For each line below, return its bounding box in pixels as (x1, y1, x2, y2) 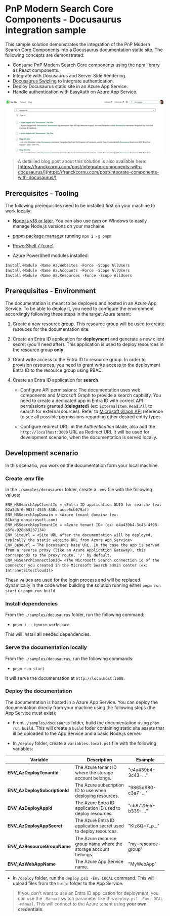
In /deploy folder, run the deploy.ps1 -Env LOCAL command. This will (12, 875, 155, 881)
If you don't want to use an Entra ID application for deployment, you (17, 890, 159, 896)
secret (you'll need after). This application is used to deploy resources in (12, 341, 164, 347)
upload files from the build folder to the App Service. (12, 881, 123, 887)
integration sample (5, 25, 87, 36)
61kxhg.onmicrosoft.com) (5, 517, 58, 522)
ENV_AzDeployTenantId (7, 769, 59, 775)
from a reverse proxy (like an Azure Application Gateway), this (5, 547, 146, 553)
